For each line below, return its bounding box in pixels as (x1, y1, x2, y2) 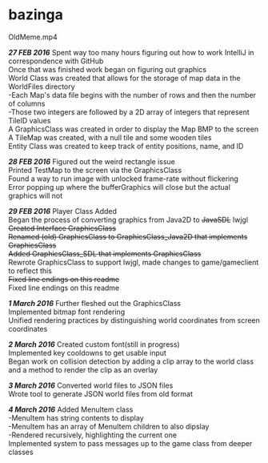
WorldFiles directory (8, 82, 75, 91)
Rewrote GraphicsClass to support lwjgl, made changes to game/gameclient (8, 257, 259, 267)
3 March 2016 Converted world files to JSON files (8, 380, 174, 390)
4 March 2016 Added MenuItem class (8, 405, 134, 414)
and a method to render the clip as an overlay (8, 364, 158, 374)
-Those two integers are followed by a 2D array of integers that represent (8, 107, 250, 117)
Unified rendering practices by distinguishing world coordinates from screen (8, 315, 260, 325)
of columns (8, 99, 46, 108)
